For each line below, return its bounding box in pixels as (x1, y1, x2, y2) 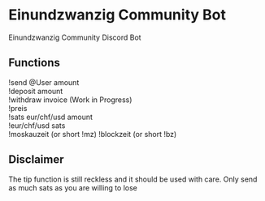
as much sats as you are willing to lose (8, 182, 138, 192)
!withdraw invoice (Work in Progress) (8, 95, 132, 105)
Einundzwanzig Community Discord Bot (8, 32, 141, 42)
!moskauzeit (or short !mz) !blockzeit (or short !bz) (8, 129, 177, 139)
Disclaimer (8, 152, 64, 167)
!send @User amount (8, 77, 80, 87)
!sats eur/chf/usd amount (8, 112, 93, 122)
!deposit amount (8, 86, 63, 96)
